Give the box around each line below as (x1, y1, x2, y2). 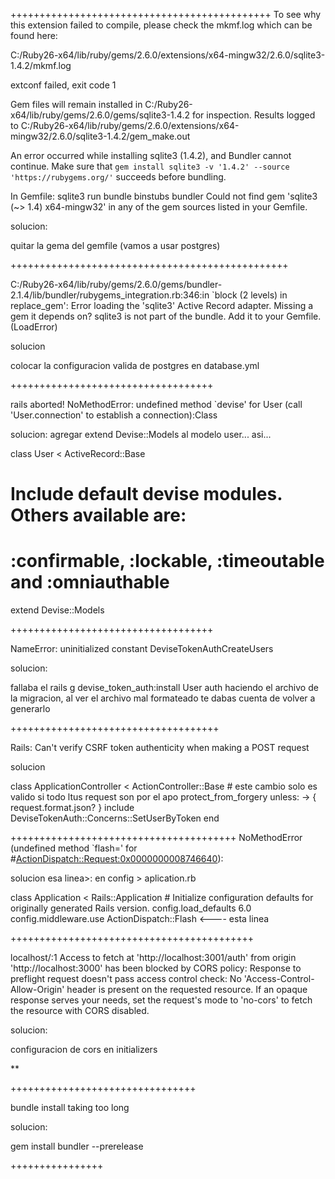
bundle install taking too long (10, 1102, 130, 1114)
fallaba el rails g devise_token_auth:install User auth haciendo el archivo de (10, 682, 319, 694)
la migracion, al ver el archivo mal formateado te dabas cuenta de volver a (10, 692, 316, 704)
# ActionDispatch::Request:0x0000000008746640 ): (10, 853, 224, 865)
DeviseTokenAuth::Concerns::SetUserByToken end (10, 812, 220, 824)
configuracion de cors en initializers (10, 1044, 158, 1056)
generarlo (10, 703, 51, 715)
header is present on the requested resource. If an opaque (66, 984, 308, 996)
